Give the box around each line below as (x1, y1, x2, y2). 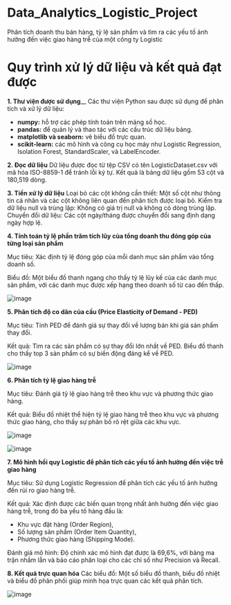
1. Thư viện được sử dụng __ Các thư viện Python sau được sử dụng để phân (7, 97, 223, 105)
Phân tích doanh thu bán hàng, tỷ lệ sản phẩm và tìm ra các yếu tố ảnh (7, 28, 209, 36)
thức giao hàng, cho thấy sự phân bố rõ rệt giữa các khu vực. (7, 417, 181, 426)
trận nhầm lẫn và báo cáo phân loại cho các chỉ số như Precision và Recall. (7, 556, 221, 564)
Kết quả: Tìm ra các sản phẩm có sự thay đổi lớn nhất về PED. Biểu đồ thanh (7, 342, 223, 350)
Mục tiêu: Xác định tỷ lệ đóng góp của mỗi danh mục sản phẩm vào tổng (7, 252, 214, 261)
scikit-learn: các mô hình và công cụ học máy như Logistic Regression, (17, 140, 221, 148)
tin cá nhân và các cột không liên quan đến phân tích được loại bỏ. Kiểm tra (7, 196, 223, 204)
